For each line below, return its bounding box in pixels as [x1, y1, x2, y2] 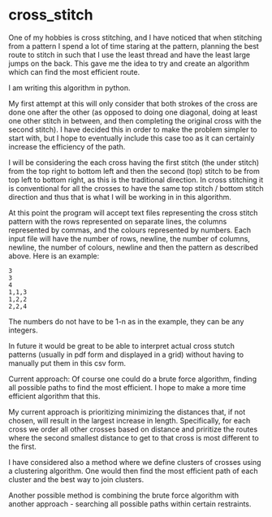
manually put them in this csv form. [8, 358, 127, 367]
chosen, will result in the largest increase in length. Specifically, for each [8, 415, 251, 425]
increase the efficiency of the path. [8, 141, 126, 151]
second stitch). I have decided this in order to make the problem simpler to [8, 124, 257, 134]
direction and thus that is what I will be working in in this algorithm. [8, 192, 231, 202]
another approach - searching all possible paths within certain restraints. [8, 498, 252, 509]
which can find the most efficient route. [8, 67, 140, 76]
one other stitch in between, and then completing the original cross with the [8, 115, 262, 125]
